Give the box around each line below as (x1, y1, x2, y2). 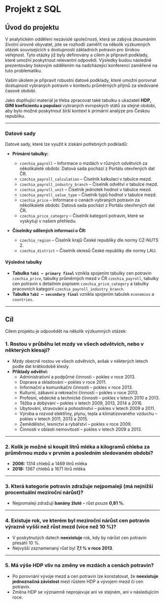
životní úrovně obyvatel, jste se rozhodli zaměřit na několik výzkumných (5, 41, 151, 47)
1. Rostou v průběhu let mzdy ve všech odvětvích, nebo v (5, 341, 144, 348)
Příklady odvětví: (12, 368, 48, 374)
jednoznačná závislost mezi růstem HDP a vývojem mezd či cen (12, 578, 143, 584)
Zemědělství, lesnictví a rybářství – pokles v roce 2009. (19, 421, 132, 427)
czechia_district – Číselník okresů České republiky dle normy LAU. (19, 248, 157, 254)
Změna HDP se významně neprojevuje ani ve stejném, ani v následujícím (12, 589, 159, 595)
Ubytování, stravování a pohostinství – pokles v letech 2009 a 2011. (19, 405, 156, 411)
